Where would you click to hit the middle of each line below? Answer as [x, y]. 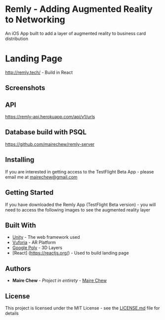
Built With [21, 225]
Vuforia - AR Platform [34, 242]
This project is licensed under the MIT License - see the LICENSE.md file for [82, 308]
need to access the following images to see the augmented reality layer [78, 210]
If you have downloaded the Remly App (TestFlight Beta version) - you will [81, 205]
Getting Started [29, 192]
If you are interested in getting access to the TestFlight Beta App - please [80, 171]
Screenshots [25, 88]
